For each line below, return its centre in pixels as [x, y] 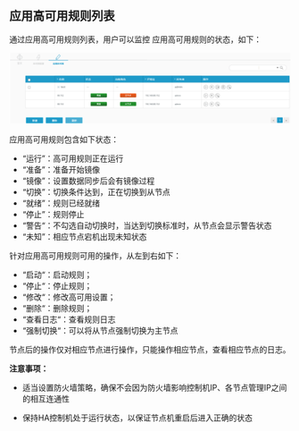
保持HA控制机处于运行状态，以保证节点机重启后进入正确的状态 [137, 418]
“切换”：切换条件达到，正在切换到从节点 [96, 191]
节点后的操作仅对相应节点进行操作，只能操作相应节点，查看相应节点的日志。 [150, 349]
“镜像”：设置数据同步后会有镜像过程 [88, 181]
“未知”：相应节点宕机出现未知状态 [84, 236]
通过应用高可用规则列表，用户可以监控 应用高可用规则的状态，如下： [135, 39]
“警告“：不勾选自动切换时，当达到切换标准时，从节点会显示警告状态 [147, 225]
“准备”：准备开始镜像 [61, 169]
